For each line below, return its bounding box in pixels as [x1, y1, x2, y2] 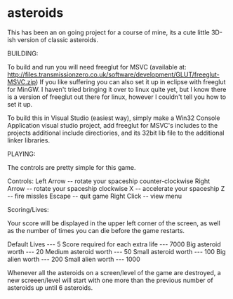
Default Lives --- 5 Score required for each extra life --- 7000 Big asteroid [7, 240, 221, 248]
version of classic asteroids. [17, 35, 98, 44]
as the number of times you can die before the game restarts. [7, 226, 185, 234]
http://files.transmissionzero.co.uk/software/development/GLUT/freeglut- [7, 70, 220, 79]
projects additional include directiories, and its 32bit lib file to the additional [7, 128, 225, 137]
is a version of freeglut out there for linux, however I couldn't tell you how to [7, 93, 227, 101]
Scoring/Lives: [7, 205, 49, 213]
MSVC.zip [7, 77, 36, 86]
